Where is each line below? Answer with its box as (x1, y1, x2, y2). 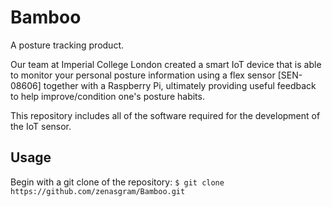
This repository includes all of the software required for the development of (10, 109, 321, 121)
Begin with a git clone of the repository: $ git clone (10, 176, 225, 188)
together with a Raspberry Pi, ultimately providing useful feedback (43, 79, 317, 91)
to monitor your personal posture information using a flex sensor (10, 69, 276, 81)
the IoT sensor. (10, 120, 72, 132)
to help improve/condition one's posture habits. (10, 90, 205, 102)
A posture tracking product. (10, 39, 124, 51)
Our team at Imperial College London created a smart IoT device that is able (10, 58, 322, 70)
